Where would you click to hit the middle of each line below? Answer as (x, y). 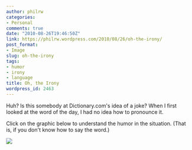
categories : (21, 17)
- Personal (19, 23)
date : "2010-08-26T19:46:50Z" (43, 34)
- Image (16, 50)
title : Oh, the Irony (33, 84)
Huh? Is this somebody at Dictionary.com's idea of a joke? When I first (92, 106)
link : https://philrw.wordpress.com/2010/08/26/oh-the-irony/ (84, 39)
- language (19, 78)
